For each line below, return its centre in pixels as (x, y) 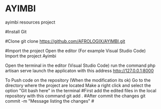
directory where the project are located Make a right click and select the (78, 85)
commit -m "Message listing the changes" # (50, 101)
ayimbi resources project (30, 22)
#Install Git (16, 31)
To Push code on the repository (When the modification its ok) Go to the (78, 80)
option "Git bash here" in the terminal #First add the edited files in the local (81, 90)
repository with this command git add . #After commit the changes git (75, 96)
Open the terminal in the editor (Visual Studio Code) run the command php (80, 65)
